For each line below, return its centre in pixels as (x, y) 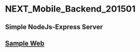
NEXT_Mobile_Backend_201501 (70, 9)
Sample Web (25, 43)
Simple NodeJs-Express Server (54, 27)
